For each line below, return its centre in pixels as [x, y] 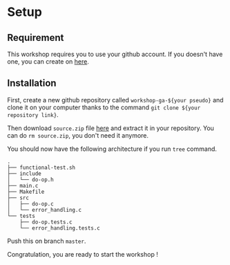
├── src [18, 198]
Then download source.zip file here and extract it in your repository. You [111, 128]
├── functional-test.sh [41, 167]
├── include [24, 174]
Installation [32, 83]
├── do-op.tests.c [46, 222]
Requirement [36, 38]
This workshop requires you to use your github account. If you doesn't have [115, 54]
